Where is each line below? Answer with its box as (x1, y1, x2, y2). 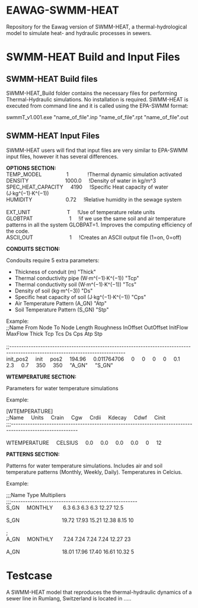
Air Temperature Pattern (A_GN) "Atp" (14, 300, 107, 307)
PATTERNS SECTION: (6, 450, 60, 457)
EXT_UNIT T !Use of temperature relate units (6, 208, 155, 215)
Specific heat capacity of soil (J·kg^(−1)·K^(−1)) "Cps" (14, 293, 146, 300)
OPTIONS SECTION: (6, 164, 56, 171)
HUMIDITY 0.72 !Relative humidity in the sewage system (6, 196, 182, 203)
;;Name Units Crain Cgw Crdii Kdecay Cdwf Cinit (6, 413, 166, 421)
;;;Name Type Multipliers (6, 491, 66, 498)
